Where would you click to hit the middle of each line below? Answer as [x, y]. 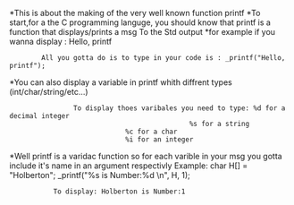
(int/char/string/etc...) [49, 92]
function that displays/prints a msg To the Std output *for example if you [142, 32]
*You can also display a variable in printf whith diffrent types [121, 82]
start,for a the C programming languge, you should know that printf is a [140, 22]
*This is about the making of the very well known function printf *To [135, 13]
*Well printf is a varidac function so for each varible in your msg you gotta [146, 156]
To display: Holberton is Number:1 [119, 192]
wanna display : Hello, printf [61, 41]
